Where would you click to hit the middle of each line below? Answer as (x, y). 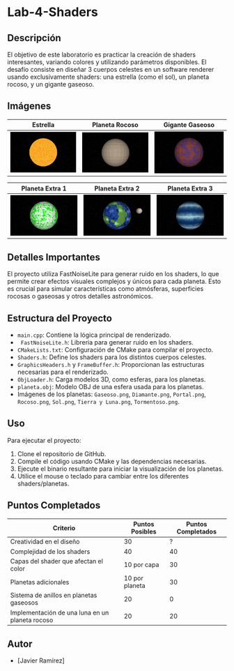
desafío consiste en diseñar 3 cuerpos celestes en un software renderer (111, 69)
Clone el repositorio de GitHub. (62, 453)
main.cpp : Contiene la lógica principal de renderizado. (94, 335)
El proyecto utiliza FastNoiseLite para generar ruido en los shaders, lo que (113, 274)
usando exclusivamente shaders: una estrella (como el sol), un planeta (108, 77)
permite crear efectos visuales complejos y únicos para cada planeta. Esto (114, 281)
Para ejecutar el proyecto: (44, 440)
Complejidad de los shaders (50, 551)
